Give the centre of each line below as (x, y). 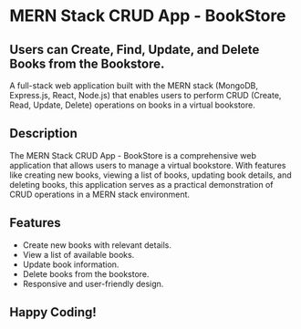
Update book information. (71, 264)
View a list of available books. (78, 254)
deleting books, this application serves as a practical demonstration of (141, 184)
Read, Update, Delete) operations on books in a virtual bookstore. (132, 105)
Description (43, 134)
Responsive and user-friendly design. (93, 283)
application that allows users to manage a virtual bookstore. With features (148, 165)
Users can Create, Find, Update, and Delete (135, 50)
